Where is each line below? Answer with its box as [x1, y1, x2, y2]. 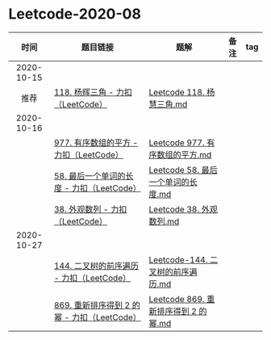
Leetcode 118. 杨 [148, 86, 215, 98]
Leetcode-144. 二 [148, 254, 219, 265]
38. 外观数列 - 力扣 [53, 204, 127, 215]
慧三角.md [148, 99, 188, 110]
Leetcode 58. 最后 [148, 164, 218, 175]
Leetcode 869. [148, 293, 205, 304]
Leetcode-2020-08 [8, 5, 141, 23]
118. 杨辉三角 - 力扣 [53, 86, 133, 98]
